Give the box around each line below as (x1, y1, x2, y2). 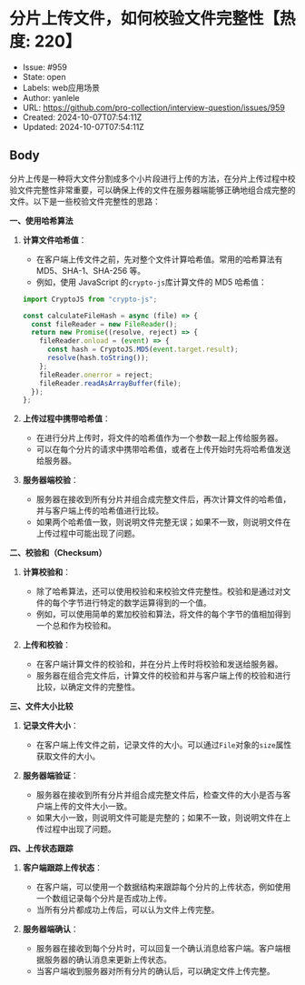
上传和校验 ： (22, 639, 71, 650)
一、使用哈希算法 (9, 215, 74, 226)
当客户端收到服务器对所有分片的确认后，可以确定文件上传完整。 (35, 966, 275, 977)
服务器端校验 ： (22, 475, 79, 486)
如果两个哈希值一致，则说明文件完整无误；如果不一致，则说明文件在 (35, 517, 291, 528)
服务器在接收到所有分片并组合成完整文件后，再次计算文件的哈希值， (35, 494, 291, 505)
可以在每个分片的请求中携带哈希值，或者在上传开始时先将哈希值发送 (35, 444, 291, 455)
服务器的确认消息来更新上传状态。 (44, 954, 172, 965)
